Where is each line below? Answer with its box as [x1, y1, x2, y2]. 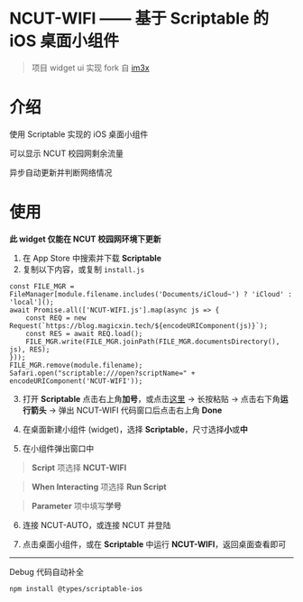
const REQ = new [25, 313, 87, 323]
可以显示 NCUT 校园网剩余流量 [9, 148, 124, 159]
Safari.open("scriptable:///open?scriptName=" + [9, 369, 196, 378]
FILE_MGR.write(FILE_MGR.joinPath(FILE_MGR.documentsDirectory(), [25, 337, 280, 346]
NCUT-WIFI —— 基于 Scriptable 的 [9, 8, 270, 29]
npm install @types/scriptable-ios [9, 584, 143, 593]
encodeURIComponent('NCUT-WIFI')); [9, 376, 143, 386]
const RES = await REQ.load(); [25, 329, 143, 338]
